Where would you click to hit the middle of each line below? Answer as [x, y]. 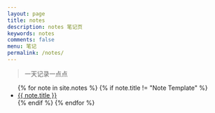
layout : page [26, 14]
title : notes [26, 20]
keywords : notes [31, 33]
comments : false [31, 40]
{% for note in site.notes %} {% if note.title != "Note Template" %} [112, 88]
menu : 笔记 [22, 46]
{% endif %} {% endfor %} [56, 102]
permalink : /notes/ [36, 53]
